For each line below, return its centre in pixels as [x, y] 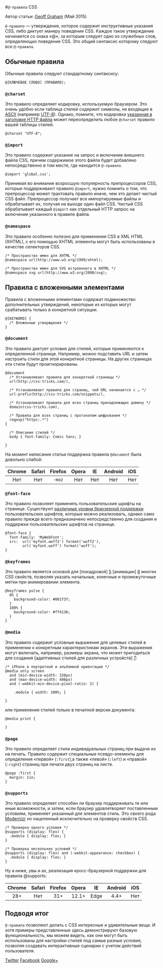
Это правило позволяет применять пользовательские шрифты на [73, 504]
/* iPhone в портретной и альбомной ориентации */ [57, 667]
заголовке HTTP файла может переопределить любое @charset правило [80, 120]
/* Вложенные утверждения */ [39, 323]
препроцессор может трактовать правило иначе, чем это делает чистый [81, 194]
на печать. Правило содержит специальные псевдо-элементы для [74, 754]
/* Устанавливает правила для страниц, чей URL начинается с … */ [78, 390]
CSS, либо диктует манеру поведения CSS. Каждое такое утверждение [80, 31]
